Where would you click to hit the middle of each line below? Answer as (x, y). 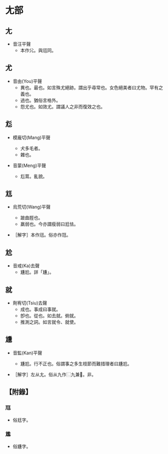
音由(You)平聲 (27, 81)
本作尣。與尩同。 (38, 50)
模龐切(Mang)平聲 (32, 137)
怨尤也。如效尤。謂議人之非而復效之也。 (63, 106)
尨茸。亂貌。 (34, 176)
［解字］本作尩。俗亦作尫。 (42, 235)
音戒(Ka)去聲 (26, 266)
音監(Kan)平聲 (27, 353)
